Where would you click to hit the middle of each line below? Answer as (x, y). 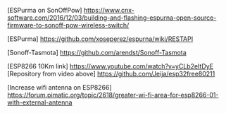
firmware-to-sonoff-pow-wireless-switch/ (68, 25)
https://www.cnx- (109, 10)
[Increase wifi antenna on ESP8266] (59, 87)
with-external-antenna (40, 102)
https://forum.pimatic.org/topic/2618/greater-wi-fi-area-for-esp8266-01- (113, 95)
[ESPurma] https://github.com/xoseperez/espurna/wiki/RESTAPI (100, 39)
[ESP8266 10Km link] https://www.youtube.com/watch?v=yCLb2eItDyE (110, 66)
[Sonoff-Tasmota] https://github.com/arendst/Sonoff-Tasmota (97, 53)
